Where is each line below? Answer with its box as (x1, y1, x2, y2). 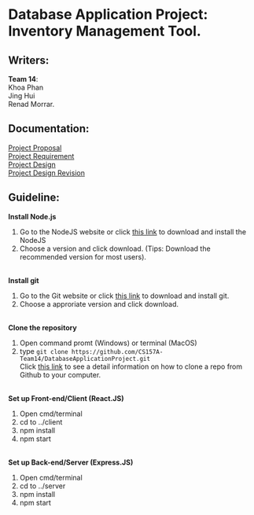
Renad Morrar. (8, 100, 55, 109)
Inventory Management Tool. (8, 22, 202, 40)
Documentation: (8, 122, 90, 135)
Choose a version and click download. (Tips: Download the (19, 244, 211, 253)
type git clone (19, 346, 68, 355)
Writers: (8, 53, 50, 67)
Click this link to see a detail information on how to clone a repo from (19, 362, 243, 371)
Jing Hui (8, 91, 35, 100)
